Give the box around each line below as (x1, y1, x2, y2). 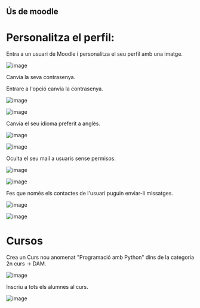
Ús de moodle (6, 7, 59, 17)
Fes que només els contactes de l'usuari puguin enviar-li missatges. (6, 190, 173, 197)
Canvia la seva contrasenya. (6, 74, 76, 81)
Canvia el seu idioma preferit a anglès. (6, 120, 100, 127)
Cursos (6, 234, 44, 247)
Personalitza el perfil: (6, 31, 115, 44)
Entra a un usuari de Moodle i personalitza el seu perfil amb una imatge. (6, 50, 183, 58)
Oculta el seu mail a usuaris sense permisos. (6, 155, 116, 162)
